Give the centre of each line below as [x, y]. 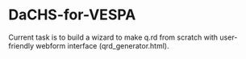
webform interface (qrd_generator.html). [102, 45]
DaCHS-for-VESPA [72, 15]
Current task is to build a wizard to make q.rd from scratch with [113, 37]
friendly [21, 45]
